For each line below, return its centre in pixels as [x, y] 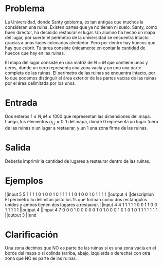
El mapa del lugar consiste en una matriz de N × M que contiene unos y [77, 62]
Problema [25, 9]
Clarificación [32, 235]
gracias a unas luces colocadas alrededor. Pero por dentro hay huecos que [80, 42]
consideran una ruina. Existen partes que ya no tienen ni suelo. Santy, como [81, 27]
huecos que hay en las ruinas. [35, 53]
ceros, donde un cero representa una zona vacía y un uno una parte [73, 67]
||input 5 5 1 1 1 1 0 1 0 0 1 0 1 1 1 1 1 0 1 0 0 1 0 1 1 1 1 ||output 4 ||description [80, 194]
